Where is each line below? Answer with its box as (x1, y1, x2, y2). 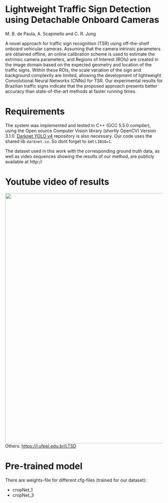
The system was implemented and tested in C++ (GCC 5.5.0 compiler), (5, 122, 151, 128)
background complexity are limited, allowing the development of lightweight (5, 72, 161, 78)
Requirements (5, 106, 65, 117)
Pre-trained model (5, 460, 82, 471)
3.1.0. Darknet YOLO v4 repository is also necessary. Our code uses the (5, 133, 152, 139)
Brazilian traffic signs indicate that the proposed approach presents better (5, 83, 157, 89)
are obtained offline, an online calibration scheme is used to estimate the (5, 51, 155, 57)
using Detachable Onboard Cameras (5, 14, 159, 26)
